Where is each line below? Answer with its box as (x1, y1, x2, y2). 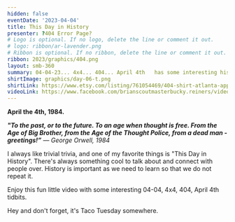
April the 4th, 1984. (7, 108, 65, 116)
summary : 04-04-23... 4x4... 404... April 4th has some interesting (7, 69, 218, 76)
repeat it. (7, 172, 34, 181)
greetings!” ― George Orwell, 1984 (7, 136, 111, 144)
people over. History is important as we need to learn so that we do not (7, 165, 212, 173)
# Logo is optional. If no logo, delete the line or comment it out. (7, 36, 215, 43)
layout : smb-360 (7, 62, 55, 69)
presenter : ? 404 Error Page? (7, 29, 92, 37)
